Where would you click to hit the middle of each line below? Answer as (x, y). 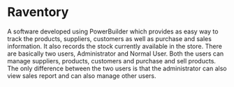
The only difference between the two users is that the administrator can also (117, 68)
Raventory (38, 12)
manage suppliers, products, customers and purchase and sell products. (112, 61)
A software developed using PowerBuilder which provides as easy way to (113, 31)
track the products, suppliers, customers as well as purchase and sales (109, 38)
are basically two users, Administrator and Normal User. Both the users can (116, 54)
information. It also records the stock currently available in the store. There (115, 46)
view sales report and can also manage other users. (82, 76)
